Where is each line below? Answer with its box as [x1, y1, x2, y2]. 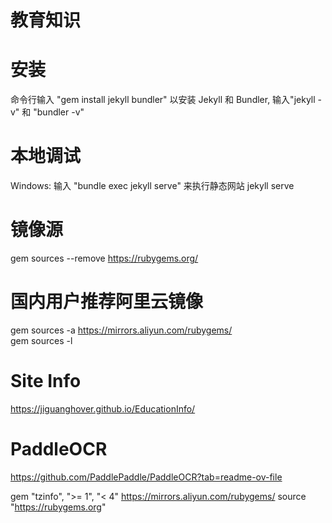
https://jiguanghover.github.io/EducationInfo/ [10, 402, 196, 415]
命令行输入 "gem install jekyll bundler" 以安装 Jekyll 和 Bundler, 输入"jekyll [10, 94, 316, 106]
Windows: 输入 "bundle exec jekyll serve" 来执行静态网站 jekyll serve [10, 180, 295, 192]
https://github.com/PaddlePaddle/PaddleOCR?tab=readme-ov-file [10, 471, 283, 483]
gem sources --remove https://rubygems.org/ [10, 252, 199, 264]
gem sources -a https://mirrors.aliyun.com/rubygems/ [10, 324, 233, 336]
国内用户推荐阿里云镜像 [10, 291, 204, 313]
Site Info [10, 370, 82, 393]
